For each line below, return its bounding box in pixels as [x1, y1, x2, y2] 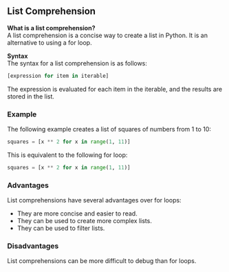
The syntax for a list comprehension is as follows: [7, 59, 148, 67]
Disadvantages [7, 241, 59, 251]
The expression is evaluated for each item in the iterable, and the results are [7, 85, 222, 93]
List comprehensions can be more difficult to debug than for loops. [7, 257, 197, 265]
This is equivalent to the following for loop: [7, 151, 128, 159]
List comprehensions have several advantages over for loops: [7, 196, 182, 205]
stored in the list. [7, 92, 55, 101]
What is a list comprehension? [7, 23, 96, 32]
